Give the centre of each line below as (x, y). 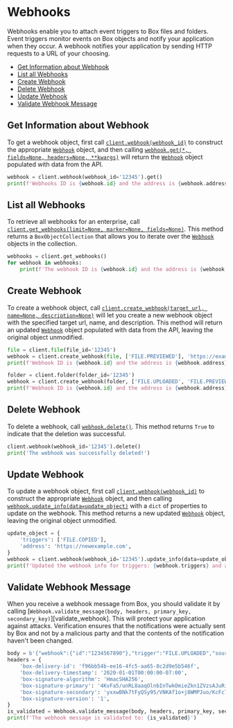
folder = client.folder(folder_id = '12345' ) (71, 375)
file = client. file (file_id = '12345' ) (62, 350)
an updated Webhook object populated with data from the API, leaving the (110, 329)
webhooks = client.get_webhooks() (57, 257)
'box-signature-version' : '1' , (65, 699)
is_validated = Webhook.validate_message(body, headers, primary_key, (111, 711)
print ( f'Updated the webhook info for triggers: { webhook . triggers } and (114, 566)
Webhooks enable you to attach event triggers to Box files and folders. (108, 31)
